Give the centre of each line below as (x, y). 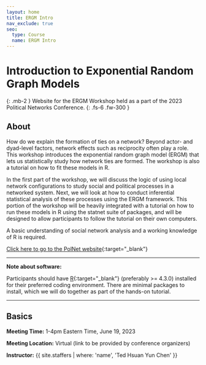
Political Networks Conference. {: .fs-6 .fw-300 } (68, 107)
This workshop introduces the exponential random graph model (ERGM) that (103, 155)
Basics (19, 317)
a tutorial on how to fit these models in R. (58, 167)
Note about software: (34, 266)
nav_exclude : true (30, 23)
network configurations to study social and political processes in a (90, 186)
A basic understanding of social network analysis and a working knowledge (102, 230)
